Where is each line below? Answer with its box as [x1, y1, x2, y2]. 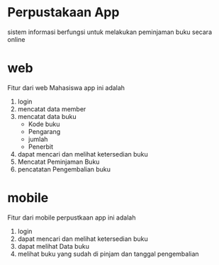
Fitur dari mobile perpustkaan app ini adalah [7, 213, 136, 222]
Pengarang [28, 127, 61, 135]
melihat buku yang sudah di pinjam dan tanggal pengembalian [17, 249, 200, 258]
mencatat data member [17, 104, 86, 113]
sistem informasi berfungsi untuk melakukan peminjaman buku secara [7, 28, 213, 36]
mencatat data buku [17, 112, 77, 120]
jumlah [28, 135, 48, 143]
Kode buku [28, 120, 60, 128]
